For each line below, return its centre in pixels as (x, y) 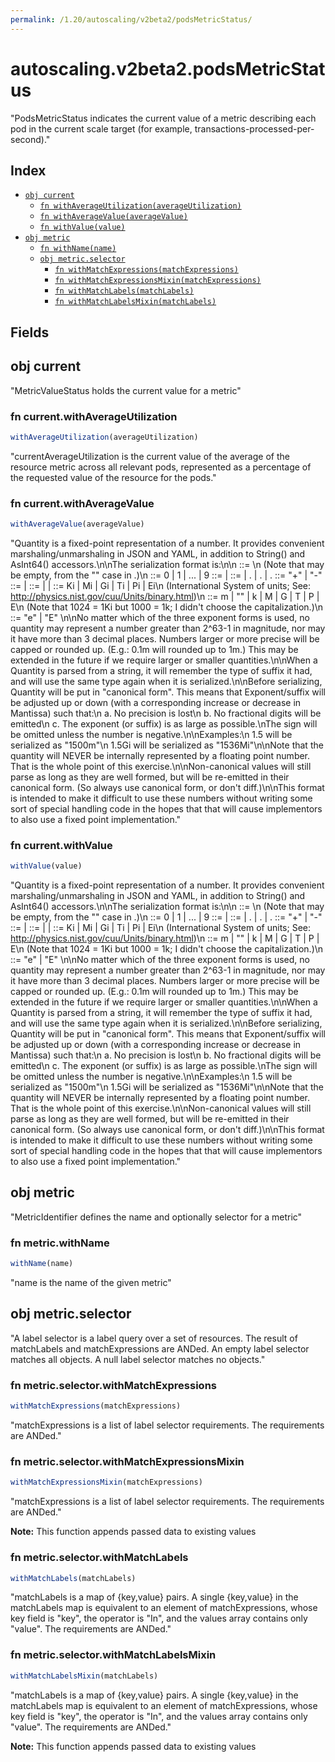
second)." (30, 139)
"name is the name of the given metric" (91, 1283)
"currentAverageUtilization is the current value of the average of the (150, 456)
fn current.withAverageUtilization (94, 416)
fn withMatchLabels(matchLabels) (124, 291)
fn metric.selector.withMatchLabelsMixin (113, 1655)
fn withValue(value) (82, 227)
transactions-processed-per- (254, 128)
